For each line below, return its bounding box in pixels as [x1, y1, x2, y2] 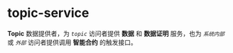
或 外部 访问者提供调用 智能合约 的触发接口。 [7, 37, 137, 47]
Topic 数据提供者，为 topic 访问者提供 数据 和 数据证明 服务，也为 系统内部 [7, 29, 225, 37]
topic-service [7, 5, 90, 21]
